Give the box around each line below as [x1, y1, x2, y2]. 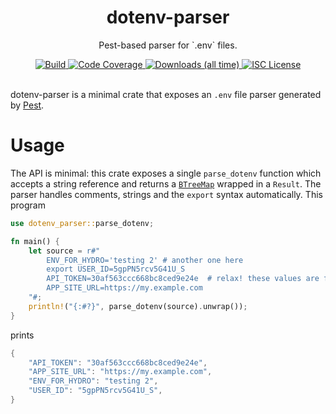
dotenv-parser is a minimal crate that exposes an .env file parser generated [10, 88, 322, 100]
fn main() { [10, 236, 60, 246]
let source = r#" [28, 246, 101, 256]
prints [10, 329, 35, 341]
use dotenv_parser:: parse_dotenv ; [10, 218, 155, 228]
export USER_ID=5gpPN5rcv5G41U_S [46, 264, 186, 275]
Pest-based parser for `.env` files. [98, 39, 238, 51]
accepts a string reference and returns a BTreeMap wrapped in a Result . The [10, 177, 322, 190]
